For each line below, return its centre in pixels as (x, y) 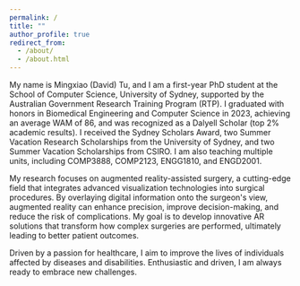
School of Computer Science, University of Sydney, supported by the (137, 94)
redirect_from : (38, 43)
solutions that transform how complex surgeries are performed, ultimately (146, 226)
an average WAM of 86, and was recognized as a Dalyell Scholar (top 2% (144, 123)
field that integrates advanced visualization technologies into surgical (137, 188)
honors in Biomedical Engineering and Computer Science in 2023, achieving (150, 113)
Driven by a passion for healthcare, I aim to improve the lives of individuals (147, 253)
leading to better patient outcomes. (74, 235)
